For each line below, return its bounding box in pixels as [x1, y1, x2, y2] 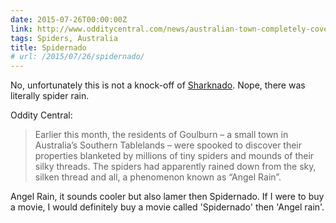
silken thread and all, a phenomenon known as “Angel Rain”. [34, 171, 282, 183]
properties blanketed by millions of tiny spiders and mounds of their [34, 150, 315, 162]
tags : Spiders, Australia [10, 33, 118, 43]
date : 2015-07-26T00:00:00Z [10, 14, 128, 25]
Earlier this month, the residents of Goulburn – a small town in [34, 129, 289, 141]
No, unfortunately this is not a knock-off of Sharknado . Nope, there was [10, 79, 306, 91]
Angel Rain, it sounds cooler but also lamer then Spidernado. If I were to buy [10, 191, 325, 203]
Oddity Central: [10, 109, 73, 121]
